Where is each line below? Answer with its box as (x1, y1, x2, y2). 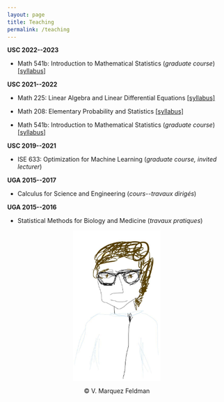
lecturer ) (17, 162, 42, 171)
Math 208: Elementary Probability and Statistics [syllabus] (17, 107, 184, 116)
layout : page (7, 11, 45, 18)
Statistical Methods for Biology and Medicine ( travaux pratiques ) (17, 217, 203, 225)
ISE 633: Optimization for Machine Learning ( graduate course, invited (17, 155, 217, 164)
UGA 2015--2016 (7, 203, 57, 212)
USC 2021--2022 (7, 80, 58, 88)
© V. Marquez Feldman (83, 387, 150, 395)
